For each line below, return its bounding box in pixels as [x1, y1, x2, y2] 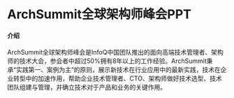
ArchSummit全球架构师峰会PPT [7, 6, 192, 22]
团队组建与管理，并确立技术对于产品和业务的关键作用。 [7, 83, 166, 92]
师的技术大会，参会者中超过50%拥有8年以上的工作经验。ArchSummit [7, 57, 207, 65]
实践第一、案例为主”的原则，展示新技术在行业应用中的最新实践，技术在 [16, 66, 221, 74]
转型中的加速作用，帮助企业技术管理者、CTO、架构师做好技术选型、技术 [13, 74, 222, 83]
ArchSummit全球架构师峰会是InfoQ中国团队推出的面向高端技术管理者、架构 [7, 48, 224, 57]
